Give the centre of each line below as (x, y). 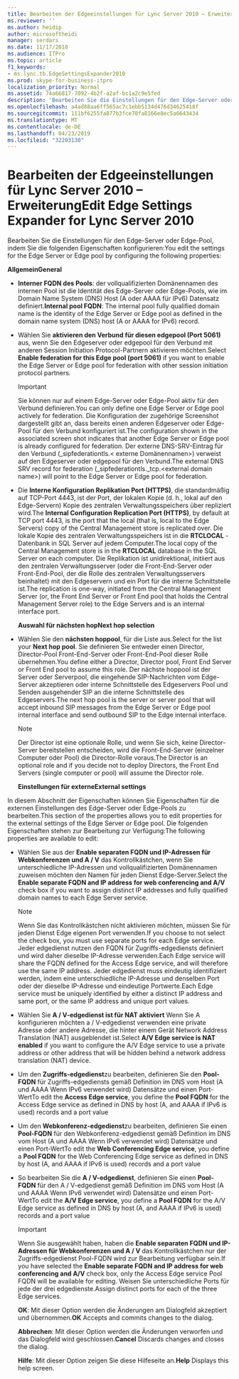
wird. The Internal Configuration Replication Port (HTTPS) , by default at (123, 513)
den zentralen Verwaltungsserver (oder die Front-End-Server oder (115, 566)
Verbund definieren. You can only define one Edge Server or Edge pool (121, 408)
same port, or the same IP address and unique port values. (103, 1001)
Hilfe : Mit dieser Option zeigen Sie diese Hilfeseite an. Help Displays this (123, 1360)
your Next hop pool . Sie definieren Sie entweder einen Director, (111, 647)
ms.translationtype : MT (43, 120)
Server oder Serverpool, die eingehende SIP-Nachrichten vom (109, 677)
